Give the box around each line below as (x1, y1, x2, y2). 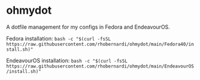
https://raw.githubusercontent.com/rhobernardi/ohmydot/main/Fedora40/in (6, 41, 195, 47)
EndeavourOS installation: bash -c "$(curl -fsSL (6, 57, 128, 64)
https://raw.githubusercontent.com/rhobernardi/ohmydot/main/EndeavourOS (6, 63, 195, 69)
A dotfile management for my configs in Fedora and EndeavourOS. (6, 23, 171, 30)
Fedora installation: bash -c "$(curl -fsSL (6, 35, 111, 42)
